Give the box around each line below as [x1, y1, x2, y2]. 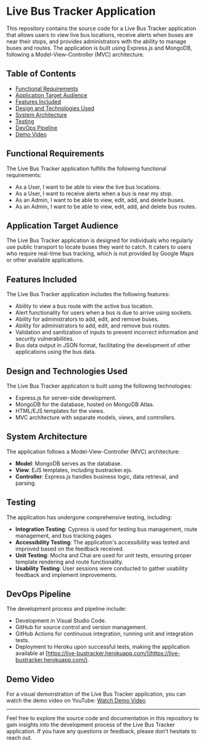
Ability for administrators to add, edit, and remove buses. [15, 315, 159, 323]
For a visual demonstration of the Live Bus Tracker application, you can [6, 690, 186, 698]
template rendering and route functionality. [15, 558, 124, 565]
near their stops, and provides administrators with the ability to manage [6, 37, 187, 45]
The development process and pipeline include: [6, 605, 127, 613]
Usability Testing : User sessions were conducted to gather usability [15, 564, 188, 572]
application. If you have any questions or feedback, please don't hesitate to [6, 728, 197, 735]
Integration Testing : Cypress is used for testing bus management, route [15, 525, 198, 533]
